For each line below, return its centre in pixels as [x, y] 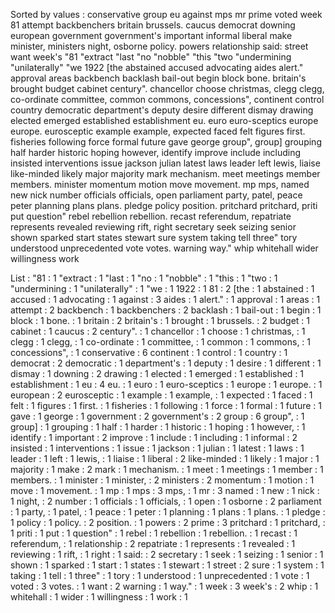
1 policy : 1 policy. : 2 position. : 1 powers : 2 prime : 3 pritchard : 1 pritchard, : [168, 522]
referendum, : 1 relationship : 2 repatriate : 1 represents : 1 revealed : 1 [153, 543]
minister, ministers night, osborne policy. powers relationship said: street [159, 46]
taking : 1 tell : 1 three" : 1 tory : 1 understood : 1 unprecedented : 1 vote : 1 [160, 575]
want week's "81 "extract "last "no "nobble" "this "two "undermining [151, 57]
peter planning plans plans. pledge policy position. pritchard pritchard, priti [164, 205]
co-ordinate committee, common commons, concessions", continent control [167, 99]
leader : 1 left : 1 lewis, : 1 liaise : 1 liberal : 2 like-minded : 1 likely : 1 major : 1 [165, 458]
